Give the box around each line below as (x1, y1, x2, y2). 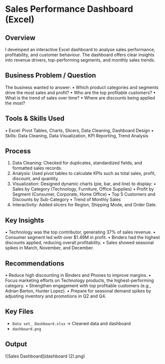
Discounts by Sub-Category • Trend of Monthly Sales (12, 197, 121, 202)
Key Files (5, 307, 33, 316)
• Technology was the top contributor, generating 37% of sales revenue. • (5, 229, 156, 235)
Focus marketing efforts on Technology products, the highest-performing (5, 277, 154, 284)
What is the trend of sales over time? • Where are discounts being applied (5, 95, 155, 100)
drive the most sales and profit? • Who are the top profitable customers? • (5, 90, 156, 96)
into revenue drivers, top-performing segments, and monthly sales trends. (5, 57, 156, 63)
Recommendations (5, 259, 65, 267)
